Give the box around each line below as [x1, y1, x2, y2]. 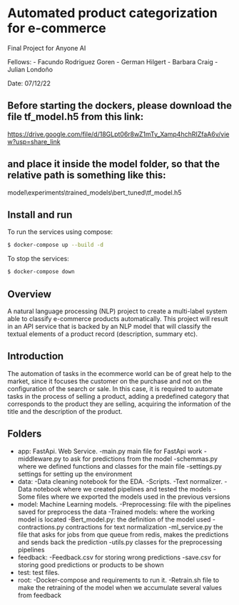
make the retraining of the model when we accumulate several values [17, 583, 223, 591]
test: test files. [17, 568, 60, 576]
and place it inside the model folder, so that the [7, 158, 220, 171]
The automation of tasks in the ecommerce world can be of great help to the [7, 369, 232, 377]
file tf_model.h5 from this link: [7, 111, 144, 123]
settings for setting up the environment [17, 469, 133, 478]
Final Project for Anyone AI [7, 44, 86, 52]
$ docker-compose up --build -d [7, 241, 103, 249]
